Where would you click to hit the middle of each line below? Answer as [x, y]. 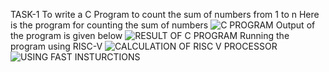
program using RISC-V [56, 46]
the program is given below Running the [150, 35]
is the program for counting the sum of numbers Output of [163, 25]
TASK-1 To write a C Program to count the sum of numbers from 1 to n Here [165, 14]
